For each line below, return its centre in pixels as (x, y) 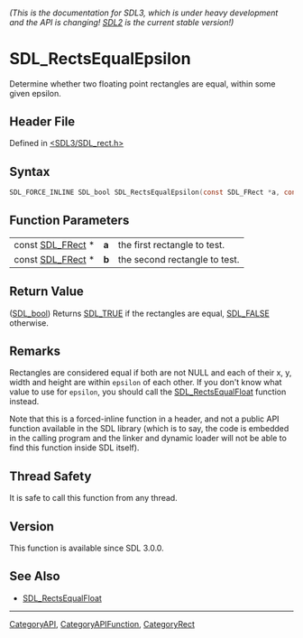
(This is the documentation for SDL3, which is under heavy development (144, 13)
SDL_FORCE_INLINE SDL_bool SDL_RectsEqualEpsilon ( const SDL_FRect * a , (145, 193)
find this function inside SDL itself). (74, 448)
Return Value (46, 292)
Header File (42, 121)
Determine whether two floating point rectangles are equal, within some (142, 83)
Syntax (30, 171)
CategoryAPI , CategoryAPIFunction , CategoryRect (102, 624)
